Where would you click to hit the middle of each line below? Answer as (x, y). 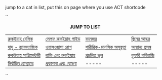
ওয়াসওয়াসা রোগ (58, 47)
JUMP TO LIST (85, 27)
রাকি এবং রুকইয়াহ (60, 55)
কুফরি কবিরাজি (143, 55)
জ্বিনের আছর (141, 39)
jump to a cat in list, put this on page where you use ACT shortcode (75, 7)
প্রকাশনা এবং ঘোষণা (61, 64)
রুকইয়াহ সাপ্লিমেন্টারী (24, 55)
